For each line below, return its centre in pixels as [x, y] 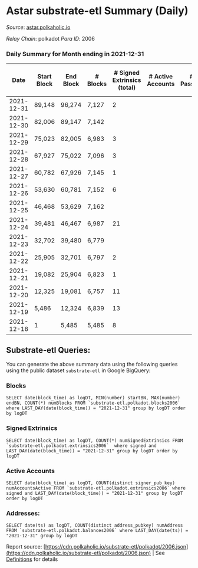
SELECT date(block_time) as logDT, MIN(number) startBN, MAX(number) [93, 398]
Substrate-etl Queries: [48, 350]
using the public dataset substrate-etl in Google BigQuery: [78, 370]
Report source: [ [26, 547]
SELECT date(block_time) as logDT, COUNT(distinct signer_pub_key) [91, 483]
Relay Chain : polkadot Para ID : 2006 [51, 38]
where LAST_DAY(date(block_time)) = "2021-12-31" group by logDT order [96, 408]
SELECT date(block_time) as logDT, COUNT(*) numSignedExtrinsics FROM [95, 441]
